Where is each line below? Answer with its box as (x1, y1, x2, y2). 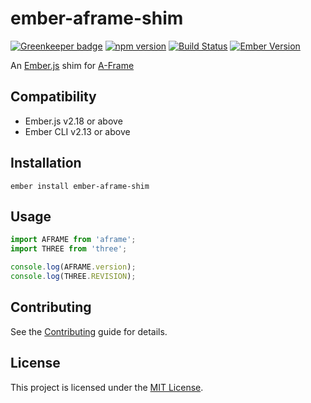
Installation (10, 155, 82, 172)
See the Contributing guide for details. (10, 325, 168, 337)
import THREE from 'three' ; (10, 244, 128, 254)
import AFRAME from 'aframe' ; (10, 235, 137, 245)
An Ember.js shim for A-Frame (10, 59, 135, 71)
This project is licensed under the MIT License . (10, 381, 204, 393)
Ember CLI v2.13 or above (24, 125, 131, 137)
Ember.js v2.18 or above (24, 115, 123, 127)
